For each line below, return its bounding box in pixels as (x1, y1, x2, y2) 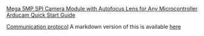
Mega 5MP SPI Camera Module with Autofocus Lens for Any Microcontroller (6, 5, 198, 12)
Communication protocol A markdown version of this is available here (6, 23, 181, 30)
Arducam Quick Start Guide (6, 11, 76, 19)
